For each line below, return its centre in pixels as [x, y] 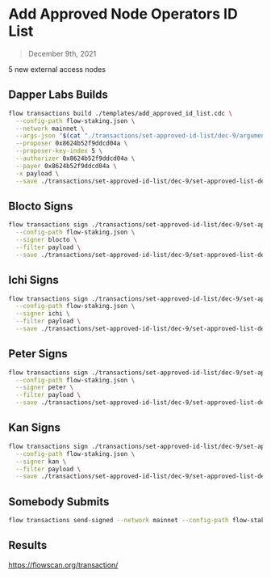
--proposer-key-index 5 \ [59, 151]
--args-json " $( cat [48, 136]
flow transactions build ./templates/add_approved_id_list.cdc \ [120, 113]
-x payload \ [38, 173]
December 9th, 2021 [62, 53]
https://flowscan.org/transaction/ [63, 565]
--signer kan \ [41, 462]
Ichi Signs [33, 280]
